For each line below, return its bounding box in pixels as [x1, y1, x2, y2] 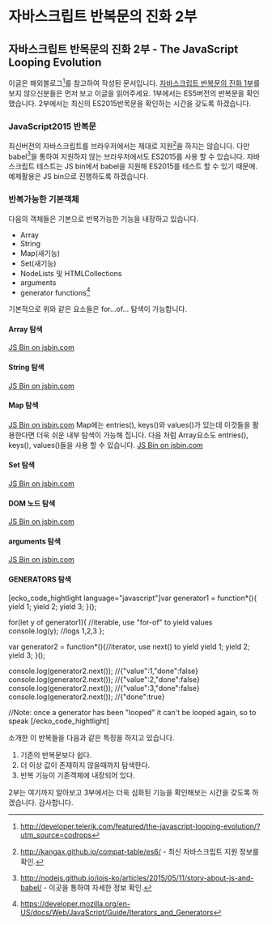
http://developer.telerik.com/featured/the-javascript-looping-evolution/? [19, 821, 261, 831]
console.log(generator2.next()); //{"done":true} [8, 692, 165, 701]
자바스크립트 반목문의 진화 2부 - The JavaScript [8, 42, 239, 56]
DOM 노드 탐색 [8, 498, 56, 508]
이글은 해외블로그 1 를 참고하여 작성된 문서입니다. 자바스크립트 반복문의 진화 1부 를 [8, 77, 261, 87]
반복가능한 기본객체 [8, 194, 79, 205]
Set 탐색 [8, 460, 35, 470]
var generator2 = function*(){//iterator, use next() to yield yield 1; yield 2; [8, 642, 250, 651]
